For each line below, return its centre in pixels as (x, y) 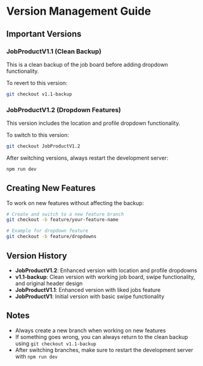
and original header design (49, 283)
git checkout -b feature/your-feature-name (62, 220)
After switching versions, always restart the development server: (87, 158)
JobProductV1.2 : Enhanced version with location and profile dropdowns (106, 270)
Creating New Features (51, 188)
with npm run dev (36, 356)
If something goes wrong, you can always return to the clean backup (101, 337)
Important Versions (44, 34)
